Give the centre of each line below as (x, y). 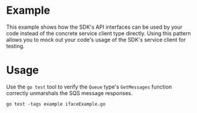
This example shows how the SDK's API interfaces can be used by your (94, 27)
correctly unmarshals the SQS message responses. (69, 93)
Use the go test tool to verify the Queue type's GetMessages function (89, 87)
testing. (16, 46)
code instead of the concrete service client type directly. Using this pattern (99, 33)
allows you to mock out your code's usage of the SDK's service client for (96, 39)
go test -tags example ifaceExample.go (56, 104)
